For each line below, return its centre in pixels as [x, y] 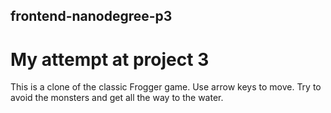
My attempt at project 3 [110, 59]
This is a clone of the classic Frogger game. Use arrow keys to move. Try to [166, 87]
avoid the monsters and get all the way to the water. [117, 98]
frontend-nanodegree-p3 [91, 16]
